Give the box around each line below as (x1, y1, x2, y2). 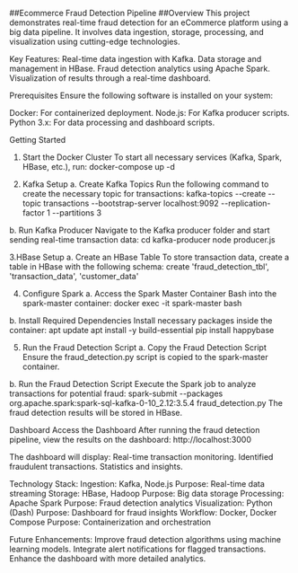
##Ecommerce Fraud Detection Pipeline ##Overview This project (9, 8, 250, 18)
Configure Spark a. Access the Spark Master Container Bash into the (22, 288, 277, 299)
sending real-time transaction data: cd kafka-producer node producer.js (9, 234, 276, 245)
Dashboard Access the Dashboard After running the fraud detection (9, 425, 260, 435)
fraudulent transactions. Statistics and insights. (9, 462, 183, 472)
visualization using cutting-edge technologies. (9, 36, 181, 47)
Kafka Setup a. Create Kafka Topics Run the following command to (22, 179, 269, 190)
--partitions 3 (52, 207, 101, 218)
